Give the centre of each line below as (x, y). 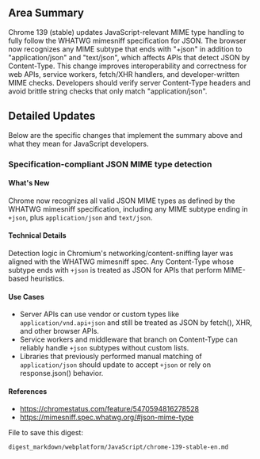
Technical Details (37, 235)
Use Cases (27, 296)
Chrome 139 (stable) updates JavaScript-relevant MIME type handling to (126, 32)
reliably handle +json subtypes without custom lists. (104, 348)
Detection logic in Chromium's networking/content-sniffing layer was (121, 253)
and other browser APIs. (59, 331)
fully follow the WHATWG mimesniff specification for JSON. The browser (127, 40)
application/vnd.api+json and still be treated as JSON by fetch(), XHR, (136, 323)
